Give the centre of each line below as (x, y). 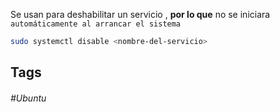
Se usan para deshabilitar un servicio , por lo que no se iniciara (140, 14)
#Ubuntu (28, 98)
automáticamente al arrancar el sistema (96, 24)
